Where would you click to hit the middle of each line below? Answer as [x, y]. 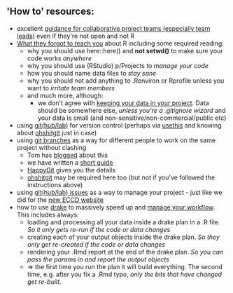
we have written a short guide [70, 162]
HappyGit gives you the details [71, 170]
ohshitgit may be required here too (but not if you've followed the [121, 177]
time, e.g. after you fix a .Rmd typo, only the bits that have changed [124, 274]
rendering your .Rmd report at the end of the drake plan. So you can [125, 252]
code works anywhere [59, 58]
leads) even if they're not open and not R [76, 36]
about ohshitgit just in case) [57, 132]
